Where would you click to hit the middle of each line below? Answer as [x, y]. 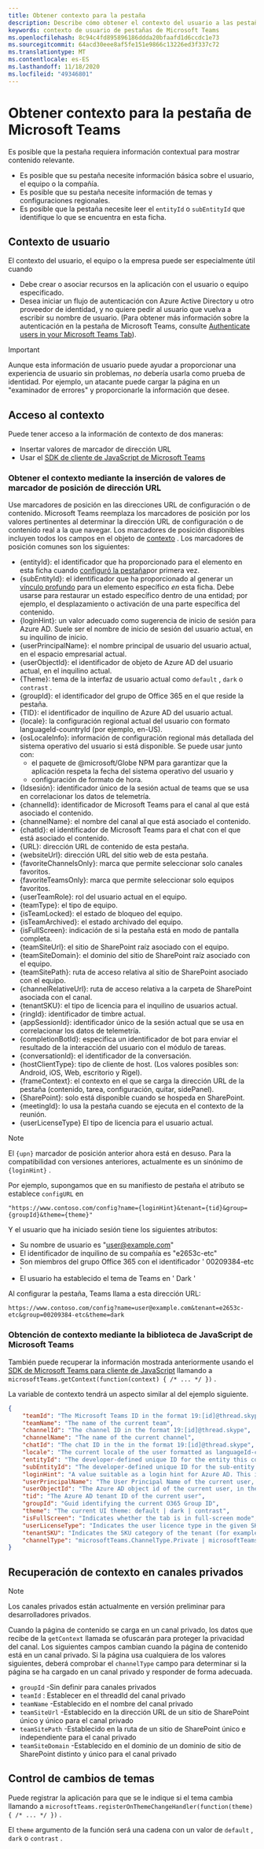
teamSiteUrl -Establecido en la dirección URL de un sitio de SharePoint [134, 1712]
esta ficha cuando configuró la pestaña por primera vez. [110, 570]
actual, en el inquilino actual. [66, 671]
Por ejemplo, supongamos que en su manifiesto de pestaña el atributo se [126, 1186]
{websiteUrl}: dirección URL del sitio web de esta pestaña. [114, 855]
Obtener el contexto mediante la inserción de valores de [117, 478]
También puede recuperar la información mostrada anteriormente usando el [131, 1362]
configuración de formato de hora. [87, 780]
